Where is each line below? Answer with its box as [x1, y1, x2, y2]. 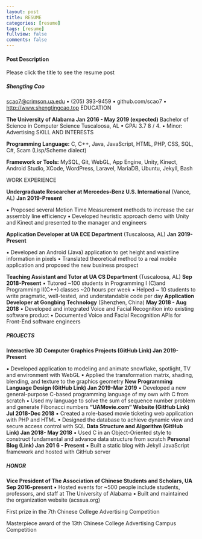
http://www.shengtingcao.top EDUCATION [6, 104, 112, 111]
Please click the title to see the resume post [6, 69, 115, 76]
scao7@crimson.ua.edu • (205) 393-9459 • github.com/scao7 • [6, 98, 167, 105]
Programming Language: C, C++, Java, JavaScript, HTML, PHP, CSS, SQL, [6, 140, 194, 148]
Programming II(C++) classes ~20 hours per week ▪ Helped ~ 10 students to [6, 286, 196, 293]
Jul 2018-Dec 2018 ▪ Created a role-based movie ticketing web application [6, 410, 194, 417]
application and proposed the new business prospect [6, 261, 139, 269]
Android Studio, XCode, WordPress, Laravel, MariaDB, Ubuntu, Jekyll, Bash [6, 165, 193, 172]
